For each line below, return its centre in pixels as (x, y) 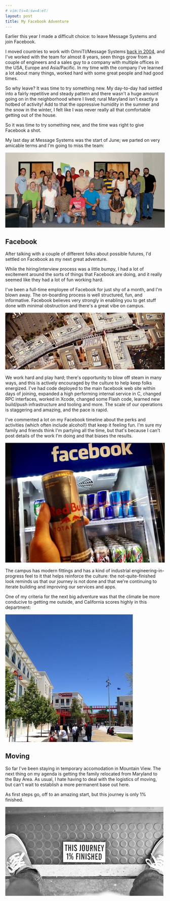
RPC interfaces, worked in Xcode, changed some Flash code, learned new (83, 399)
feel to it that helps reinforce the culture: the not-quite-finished (90, 576)
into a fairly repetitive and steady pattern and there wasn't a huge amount (82, 94)
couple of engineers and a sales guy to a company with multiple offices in (82, 62)
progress (15, 576)
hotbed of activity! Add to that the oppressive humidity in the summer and (82, 104)
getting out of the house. (31, 115)
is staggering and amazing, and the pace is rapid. (57, 410)
